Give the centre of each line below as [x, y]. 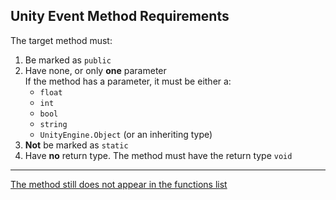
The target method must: [61, 40]
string [53, 124]
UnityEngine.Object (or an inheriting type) [126, 134]
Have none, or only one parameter [95, 70]
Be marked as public [68, 60]
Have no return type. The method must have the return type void [158, 155]
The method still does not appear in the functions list [119, 184]
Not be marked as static [76, 145]
